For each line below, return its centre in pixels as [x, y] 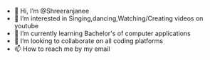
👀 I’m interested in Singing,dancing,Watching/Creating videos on [109, 18]
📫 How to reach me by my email [62, 49]
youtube [26, 26]
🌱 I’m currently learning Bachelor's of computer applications [102, 33]
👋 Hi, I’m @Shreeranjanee [52, 11]
